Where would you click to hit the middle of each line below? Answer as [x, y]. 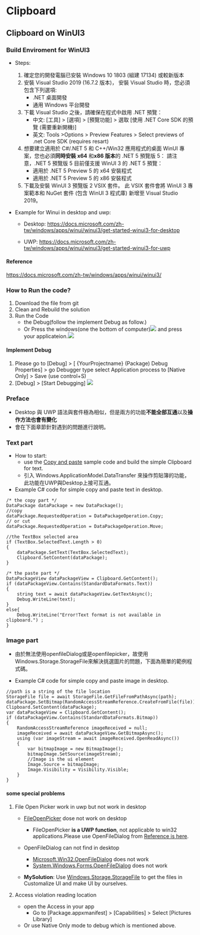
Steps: [23, 62]
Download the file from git [47, 303]
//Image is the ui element [61, 759]
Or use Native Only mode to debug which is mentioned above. [100, 925]
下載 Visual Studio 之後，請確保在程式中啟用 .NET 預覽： [93, 112]
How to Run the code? [39, 290]
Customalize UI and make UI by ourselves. [76, 883]
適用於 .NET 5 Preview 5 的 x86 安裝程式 [82, 178]
